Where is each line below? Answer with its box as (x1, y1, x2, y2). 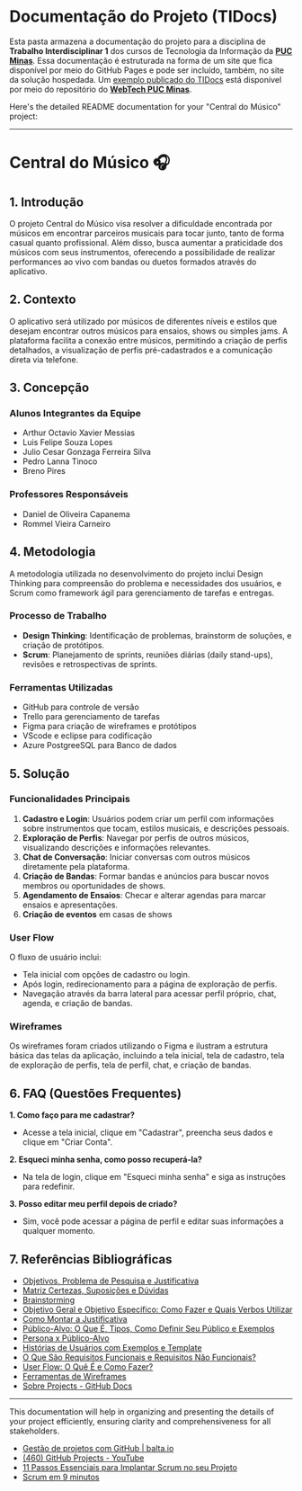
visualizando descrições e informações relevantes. (22, 842, 211, 853)
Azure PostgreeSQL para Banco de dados (22, 740, 177, 751)
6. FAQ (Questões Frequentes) (9, 1085, 182, 1101)
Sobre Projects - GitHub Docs (22, 1380, 133, 1391)
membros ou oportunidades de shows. (22, 879, 166, 891)
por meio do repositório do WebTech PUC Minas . (9, 84, 192, 94)
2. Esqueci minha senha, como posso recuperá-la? (9, 1154, 202, 1165)
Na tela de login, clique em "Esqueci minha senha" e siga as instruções (22, 1172, 286, 1183)
